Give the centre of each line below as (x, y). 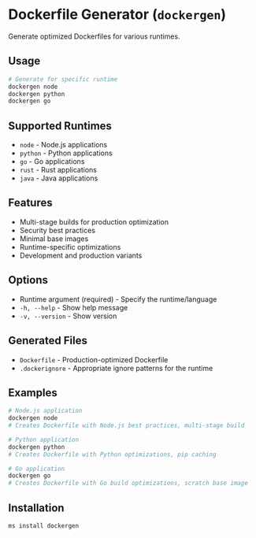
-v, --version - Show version (68, 316)
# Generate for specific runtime (63, 79)
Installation (36, 508)
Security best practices (58, 230)
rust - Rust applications (58, 170)
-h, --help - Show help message (74, 307)
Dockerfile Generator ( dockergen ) (117, 15)
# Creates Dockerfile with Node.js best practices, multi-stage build (126, 426)
